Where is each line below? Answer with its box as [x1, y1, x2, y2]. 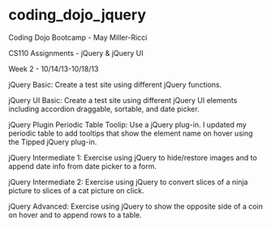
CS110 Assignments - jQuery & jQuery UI [8, 48, 144, 58]
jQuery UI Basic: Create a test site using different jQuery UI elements [8, 95, 238, 105]
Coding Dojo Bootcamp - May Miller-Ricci [8, 32, 148, 42]
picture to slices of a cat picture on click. [8, 185, 144, 196]
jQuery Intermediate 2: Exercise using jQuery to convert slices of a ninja [8, 177, 248, 187]
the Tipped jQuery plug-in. [8, 136, 97, 147]
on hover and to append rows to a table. [8, 209, 142, 220]
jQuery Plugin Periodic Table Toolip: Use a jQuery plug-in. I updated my [8, 119, 247, 129]
